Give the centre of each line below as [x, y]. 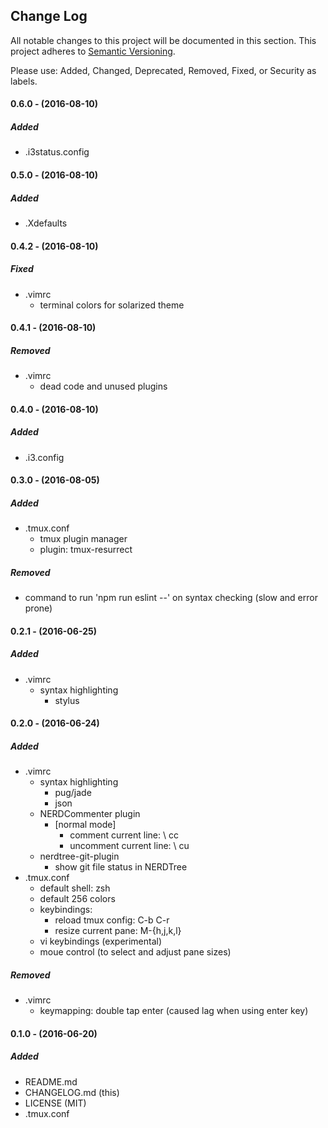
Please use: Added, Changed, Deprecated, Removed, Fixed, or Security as [163, 70]
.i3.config [44, 457]
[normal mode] [85, 825]
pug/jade [73, 793]
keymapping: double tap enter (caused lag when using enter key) [174, 1011]
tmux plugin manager [83, 539]
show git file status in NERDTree [121, 867]
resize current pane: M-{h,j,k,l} [118, 931]
